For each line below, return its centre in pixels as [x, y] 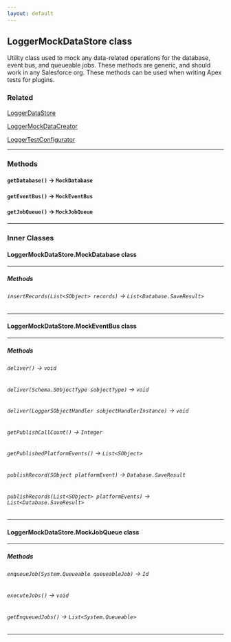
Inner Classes [31, 238]
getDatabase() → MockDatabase [50, 180]
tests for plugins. [31, 80]
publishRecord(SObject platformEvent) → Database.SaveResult [96, 474]
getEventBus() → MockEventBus [50, 196]
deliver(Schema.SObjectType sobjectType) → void [78, 389]
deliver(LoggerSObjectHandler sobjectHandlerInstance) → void [98, 411]
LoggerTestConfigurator [41, 139]
